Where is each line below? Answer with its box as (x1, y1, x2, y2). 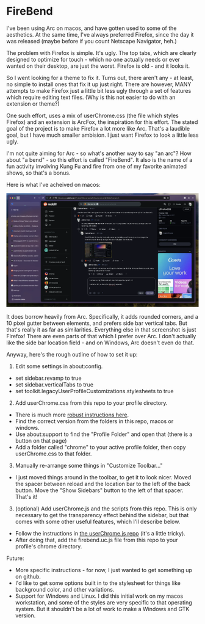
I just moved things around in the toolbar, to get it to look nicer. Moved (15, 473, 192, 481)
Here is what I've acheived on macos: (6, 181, 101, 188)
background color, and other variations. (15, 586, 115, 593)
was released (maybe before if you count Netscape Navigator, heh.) (6, 37, 177, 45)
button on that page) (15, 437, 67, 444)
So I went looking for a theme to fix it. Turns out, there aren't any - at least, (6, 74, 194, 81)
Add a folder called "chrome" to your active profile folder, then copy (15, 443, 186, 451)
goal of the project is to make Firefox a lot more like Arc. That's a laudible (6, 125, 190, 132)
